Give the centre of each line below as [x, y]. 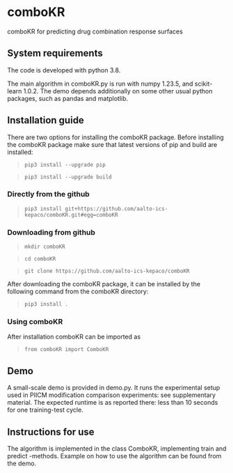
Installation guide [46, 120]
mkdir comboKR [45, 247]
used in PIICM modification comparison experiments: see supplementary [112, 395]
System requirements [55, 53]
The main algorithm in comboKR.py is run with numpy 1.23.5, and [100, 84]
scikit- [203, 84]
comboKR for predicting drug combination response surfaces [95, 31]
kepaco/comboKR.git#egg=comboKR [71, 215]
